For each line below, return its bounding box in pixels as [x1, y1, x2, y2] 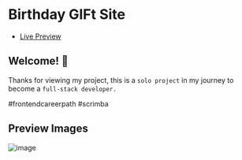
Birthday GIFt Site [8, 6, 126, 24]
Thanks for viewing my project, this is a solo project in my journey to [8, 75, 234, 84]
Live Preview [19, 32, 61, 41]
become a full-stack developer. [8, 84, 117, 93]
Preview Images [8, 122, 88, 136]
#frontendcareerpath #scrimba [8, 99, 109, 108]
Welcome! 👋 [8, 54, 69, 68]
